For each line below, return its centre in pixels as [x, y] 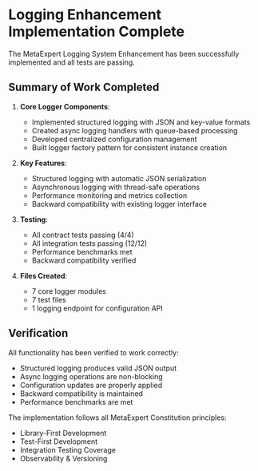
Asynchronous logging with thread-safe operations [116, 187]
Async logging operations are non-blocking [91, 376]
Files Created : [44, 275]
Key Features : [43, 163]
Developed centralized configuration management [114, 139]
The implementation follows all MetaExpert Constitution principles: [117, 418]
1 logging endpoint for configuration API [97, 308]
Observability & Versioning [64, 458]
